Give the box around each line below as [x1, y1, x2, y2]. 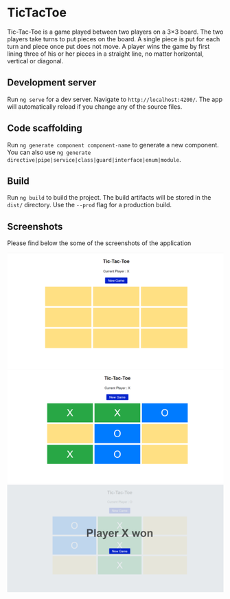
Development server [7, 77, 97, 89]
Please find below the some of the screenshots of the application [7, 239, 192, 247]
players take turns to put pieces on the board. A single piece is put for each [7, 34, 220, 43]
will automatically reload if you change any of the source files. [7, 102, 183, 111]
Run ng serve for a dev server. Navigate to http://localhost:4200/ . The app [7, 95, 223, 103]
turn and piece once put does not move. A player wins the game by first [7, 42, 210, 50]
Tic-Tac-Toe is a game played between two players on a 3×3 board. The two [7, 28, 224, 36]
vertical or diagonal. [7, 56, 64, 65]
